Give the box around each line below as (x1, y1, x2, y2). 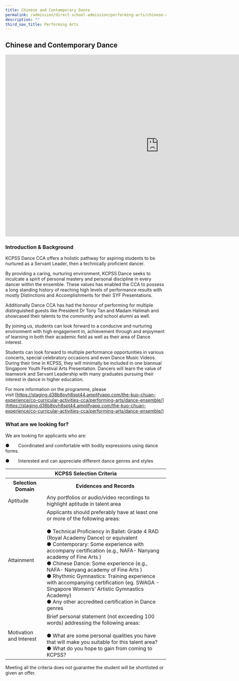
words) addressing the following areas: (46, 619, 140, 626)
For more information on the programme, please (5, 386, 106, 392)
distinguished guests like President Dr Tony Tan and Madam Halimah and (5, 307, 159, 314)
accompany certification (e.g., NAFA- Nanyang (46, 547, 160, 554)
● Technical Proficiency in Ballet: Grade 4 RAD (46, 528, 159, 535)
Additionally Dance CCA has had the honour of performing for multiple (5, 302, 153, 309)
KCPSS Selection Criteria (54, 470, 117, 477)
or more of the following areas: (46, 515, 121, 522)
